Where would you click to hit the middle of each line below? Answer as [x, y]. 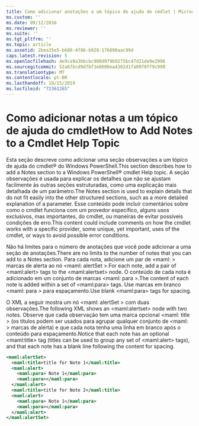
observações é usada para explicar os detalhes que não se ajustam [88, 178]
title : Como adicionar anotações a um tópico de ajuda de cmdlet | [91, 12]
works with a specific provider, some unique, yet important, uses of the [93, 229]
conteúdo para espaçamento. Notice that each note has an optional [88, 334]
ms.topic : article [29, 45]
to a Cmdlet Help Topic [63, 143]
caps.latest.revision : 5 [37, 56]
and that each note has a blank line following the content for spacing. [90, 346]
